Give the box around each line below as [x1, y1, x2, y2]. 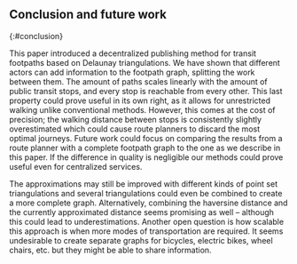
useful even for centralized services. [9, 161, 143, 172]
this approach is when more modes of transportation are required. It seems [9, 226, 284, 236]
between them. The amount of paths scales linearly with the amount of [9, 76, 268, 87]
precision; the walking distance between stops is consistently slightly [9, 114, 262, 124]
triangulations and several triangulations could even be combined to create [9, 188, 283, 198]
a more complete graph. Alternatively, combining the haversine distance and [9, 197, 288, 208]
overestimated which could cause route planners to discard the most [9, 124, 260, 134]
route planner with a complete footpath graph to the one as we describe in [9, 142, 281, 153]
